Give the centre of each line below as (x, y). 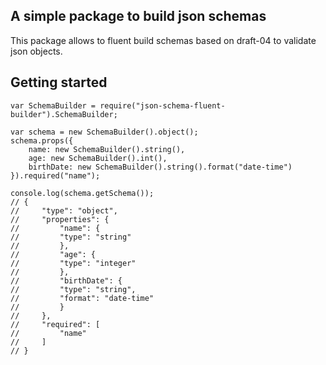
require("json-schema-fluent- (162, 105)
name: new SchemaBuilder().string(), (107, 149)
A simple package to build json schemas (138, 16)
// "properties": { (60, 219)
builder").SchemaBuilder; (64, 114)
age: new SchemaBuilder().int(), (98, 158)
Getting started (59, 82)
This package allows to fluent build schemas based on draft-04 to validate (163, 40)
